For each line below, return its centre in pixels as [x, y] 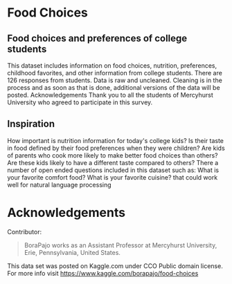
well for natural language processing [60, 184]
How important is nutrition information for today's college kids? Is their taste [115, 140]
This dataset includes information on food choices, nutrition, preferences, [112, 66]
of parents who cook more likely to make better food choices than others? [113, 155]
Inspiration [31, 124]
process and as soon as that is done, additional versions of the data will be [114, 87]
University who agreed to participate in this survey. [80, 102]
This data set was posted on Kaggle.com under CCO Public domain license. [115, 266]
